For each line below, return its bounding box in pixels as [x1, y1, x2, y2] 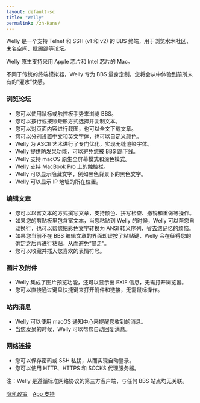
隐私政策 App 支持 [6, 390, 55, 397]
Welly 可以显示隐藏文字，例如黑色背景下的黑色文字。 [14, 170, 146, 177]
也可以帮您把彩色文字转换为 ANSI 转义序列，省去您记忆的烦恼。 [36, 224, 195, 232]
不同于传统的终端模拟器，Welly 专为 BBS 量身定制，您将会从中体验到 [6, 71, 178, 78]
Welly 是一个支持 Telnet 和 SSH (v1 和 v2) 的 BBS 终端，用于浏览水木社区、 [6, 38, 192, 45]
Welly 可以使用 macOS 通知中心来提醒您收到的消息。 [14, 318, 146, 325]
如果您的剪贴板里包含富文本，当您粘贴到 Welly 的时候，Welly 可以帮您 [14, 217, 190, 224]
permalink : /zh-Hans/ [6, 20, 61, 26]
